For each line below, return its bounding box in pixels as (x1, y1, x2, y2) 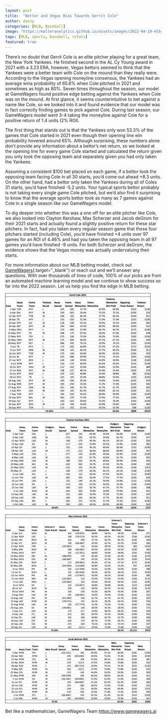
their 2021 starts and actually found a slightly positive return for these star (5, 220, 157, 226)
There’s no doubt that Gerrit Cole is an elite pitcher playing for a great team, (5, 54, 160, 60)
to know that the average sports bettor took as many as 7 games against (5, 195, 153, 201)
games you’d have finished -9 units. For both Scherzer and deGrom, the (5, 242, 153, 248)
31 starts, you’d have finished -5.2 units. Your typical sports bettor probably (5, 184, 160, 190)
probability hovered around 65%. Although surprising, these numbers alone (5, 138, 160, 144)
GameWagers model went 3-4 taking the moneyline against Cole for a (5, 112, 148, 118)
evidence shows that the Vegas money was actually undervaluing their (5, 247, 150, 253)
